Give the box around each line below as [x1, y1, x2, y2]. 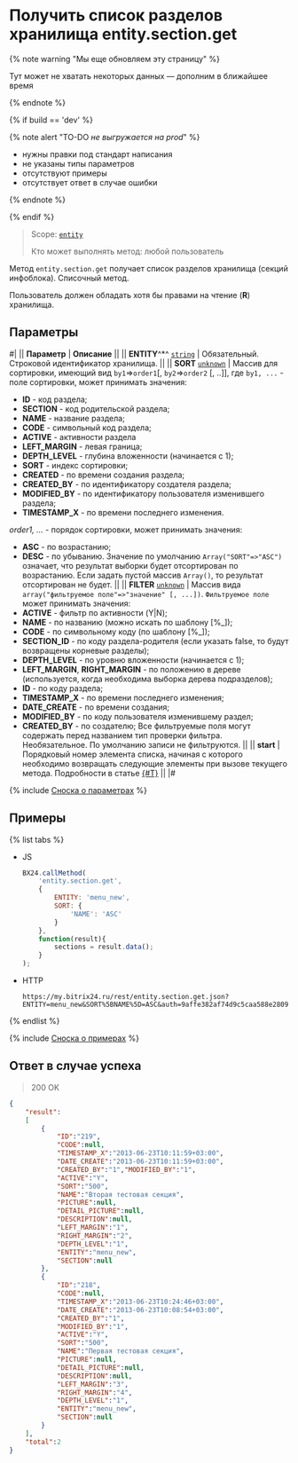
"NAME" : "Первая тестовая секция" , [56, 1347, 184, 1356]
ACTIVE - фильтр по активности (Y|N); [21, 607, 168, 617]
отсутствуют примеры [21, 168, 108, 178]
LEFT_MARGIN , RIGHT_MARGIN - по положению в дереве [21, 664, 241, 674]
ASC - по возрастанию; [21, 541, 112, 552]
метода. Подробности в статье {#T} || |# [21, 767, 176, 778]
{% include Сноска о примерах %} [9, 1033, 140, 1043]
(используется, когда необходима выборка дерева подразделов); [21, 673, 273, 684]
